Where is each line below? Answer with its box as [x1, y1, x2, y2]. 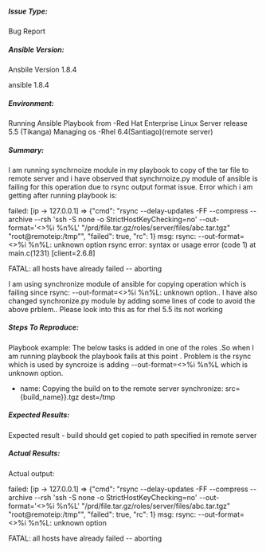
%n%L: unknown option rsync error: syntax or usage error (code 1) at [27, 240, 256, 249]
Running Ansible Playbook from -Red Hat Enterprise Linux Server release [8, 118, 248, 127]
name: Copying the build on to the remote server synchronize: [19, 383, 224, 393]
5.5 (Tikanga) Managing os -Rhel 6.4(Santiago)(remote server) [8, 127, 213, 136]
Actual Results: [8, 448, 61, 458]
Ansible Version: [8, 45, 65, 54]
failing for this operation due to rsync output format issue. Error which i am [8, 182, 253, 191]
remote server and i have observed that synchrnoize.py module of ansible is [8, 174, 258, 183]
